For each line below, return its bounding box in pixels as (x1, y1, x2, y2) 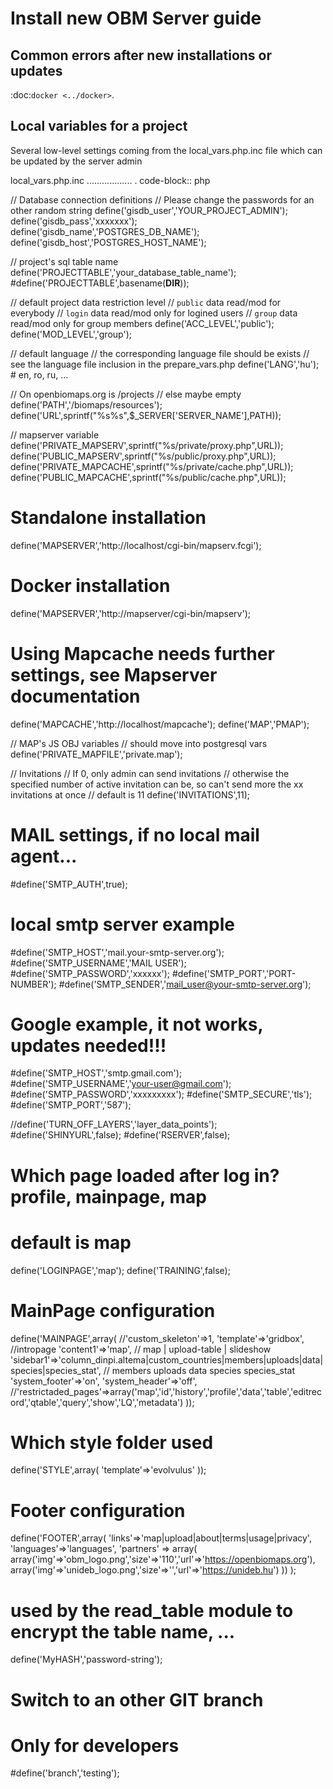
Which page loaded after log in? (10, 1164, 280, 1187)
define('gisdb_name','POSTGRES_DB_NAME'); (10, 225, 200, 237)
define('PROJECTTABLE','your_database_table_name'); (10, 266, 237, 278)
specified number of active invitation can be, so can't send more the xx (10, 778, 304, 790)
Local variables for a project (10, 118, 188, 135)
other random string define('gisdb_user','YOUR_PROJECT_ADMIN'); (10, 204, 288, 216)
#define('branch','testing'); (10, 1767, 120, 1779)
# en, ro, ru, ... (10, 368, 69, 381)
